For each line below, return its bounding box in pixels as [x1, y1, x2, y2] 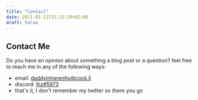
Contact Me [6, 41, 50, 51]
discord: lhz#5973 [14, 81, 59, 88]
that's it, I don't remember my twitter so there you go [14, 87, 143, 94]
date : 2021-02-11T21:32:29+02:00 [6, 14, 88, 20]
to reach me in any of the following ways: [6, 63, 106, 71]
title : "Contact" [6, 8, 49, 15]
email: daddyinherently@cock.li [14, 75, 91, 82]
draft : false [6, 19, 38, 25]
